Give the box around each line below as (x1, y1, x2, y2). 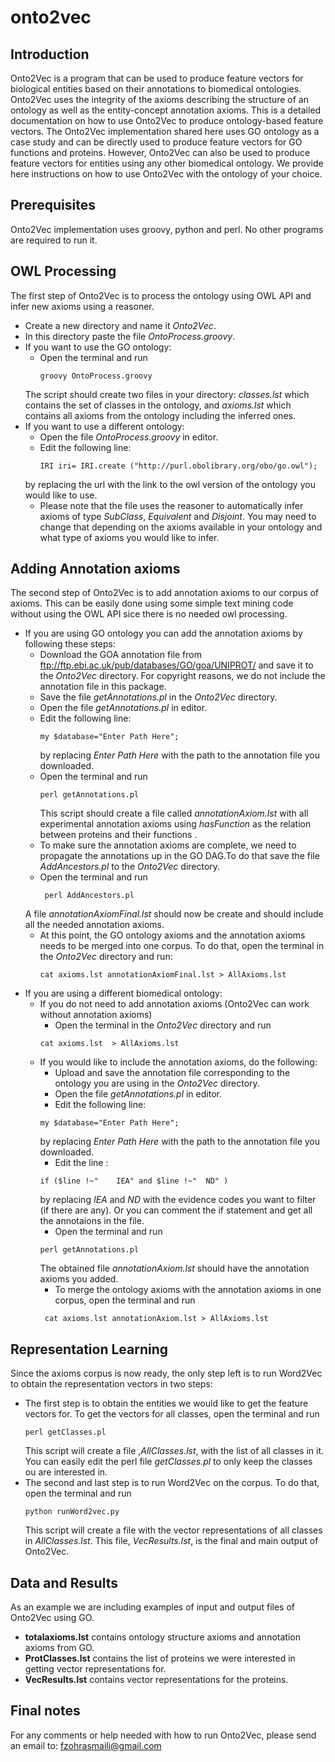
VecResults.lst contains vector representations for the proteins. (24, 1674, 289, 1686)
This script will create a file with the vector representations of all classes (24, 1524, 323, 1536)
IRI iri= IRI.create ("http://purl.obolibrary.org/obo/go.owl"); (39, 461, 318, 471)
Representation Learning (10, 1341, 169, 1358)
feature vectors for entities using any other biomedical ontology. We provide (10, 157, 324, 169)
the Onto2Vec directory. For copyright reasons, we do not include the (39, 670, 326, 682)
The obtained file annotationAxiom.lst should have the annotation (39, 1262, 310, 1275)
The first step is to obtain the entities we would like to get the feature (24, 1397, 309, 1410)
